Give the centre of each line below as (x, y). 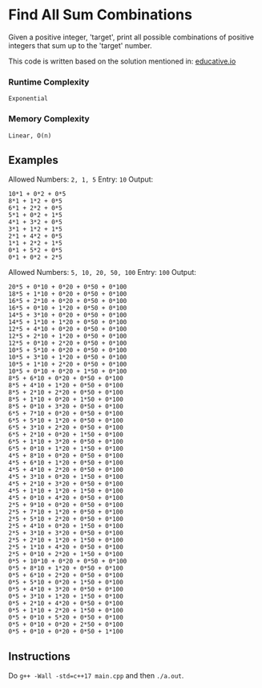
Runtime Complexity (49, 82)
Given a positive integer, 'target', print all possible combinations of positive (131, 37)
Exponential (28, 99)
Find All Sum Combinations (100, 15)
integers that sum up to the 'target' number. (80, 45)
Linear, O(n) (30, 135)
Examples (33, 160)
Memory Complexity (49, 119)
